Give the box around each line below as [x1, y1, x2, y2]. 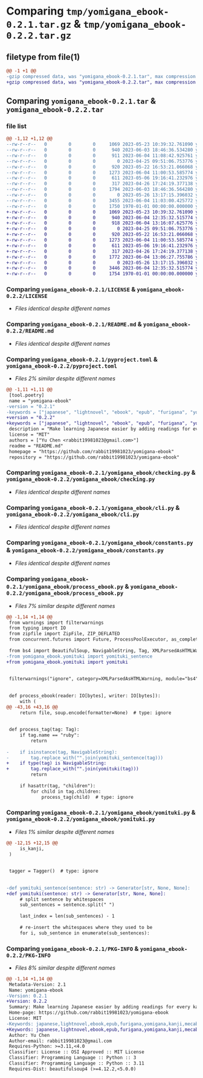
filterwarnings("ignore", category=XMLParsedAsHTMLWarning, [8, 676, 164, 682]
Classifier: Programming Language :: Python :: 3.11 [8, 1060, 145, 1066]
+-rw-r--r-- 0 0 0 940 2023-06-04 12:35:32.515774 [6, 214, 193, 220]
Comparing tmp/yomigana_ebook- [6, 4, 169, 18]
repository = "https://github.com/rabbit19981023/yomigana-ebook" [8, 454, 180, 460]
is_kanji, [19, 845, 45, 851]
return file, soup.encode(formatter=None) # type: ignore [19, 710, 172, 716]
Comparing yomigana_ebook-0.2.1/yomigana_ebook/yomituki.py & [6, 808, 196, 817]
